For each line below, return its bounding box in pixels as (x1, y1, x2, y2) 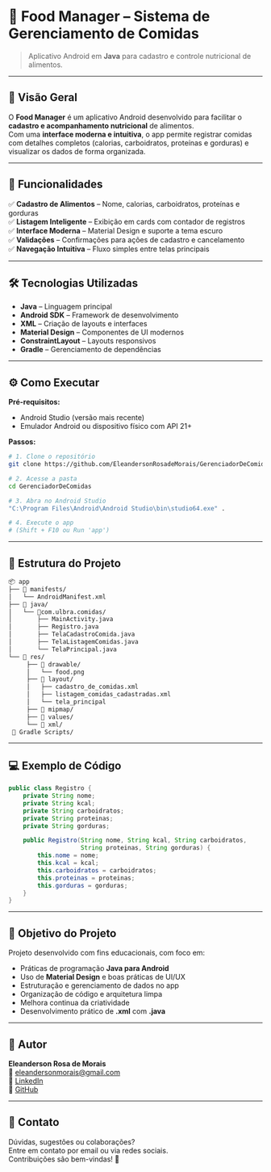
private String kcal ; (23, 799, 95, 807)
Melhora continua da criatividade (19, 998, 131, 1008)
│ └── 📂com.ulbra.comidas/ (8, 607, 106, 616)
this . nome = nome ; (37, 851, 99, 859)
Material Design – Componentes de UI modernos (19, 327, 184, 338)
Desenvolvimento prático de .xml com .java (19, 1006, 166, 1016)
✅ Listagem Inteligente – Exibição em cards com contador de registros (8, 216, 246, 226)
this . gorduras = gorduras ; (37, 881, 128, 889)
